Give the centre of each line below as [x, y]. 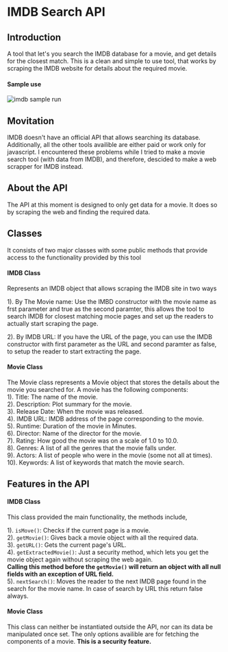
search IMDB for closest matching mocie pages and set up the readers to [110, 316]
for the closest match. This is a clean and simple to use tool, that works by [112, 61]
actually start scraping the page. [53, 323]
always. [18, 596]
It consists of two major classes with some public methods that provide [107, 250]
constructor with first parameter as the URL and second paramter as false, [112, 344]
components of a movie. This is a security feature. [79, 641]
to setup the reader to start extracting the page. [74, 351]
